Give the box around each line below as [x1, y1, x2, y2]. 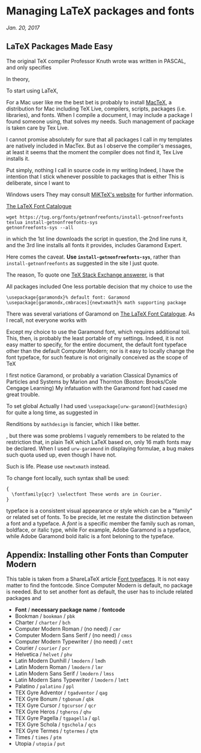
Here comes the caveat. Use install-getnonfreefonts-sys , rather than [6, 253, 181, 260]
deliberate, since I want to [6, 179, 70, 187]
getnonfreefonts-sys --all [6, 224, 74, 230]
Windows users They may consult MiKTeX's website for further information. [6, 191, 194, 198]
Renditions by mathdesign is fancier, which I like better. [6, 420, 140, 427]
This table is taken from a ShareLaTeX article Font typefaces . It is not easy [6, 575, 190, 583]
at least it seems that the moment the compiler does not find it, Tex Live [6, 148, 183, 155]
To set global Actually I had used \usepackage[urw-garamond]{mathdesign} [6, 402, 188, 409]
